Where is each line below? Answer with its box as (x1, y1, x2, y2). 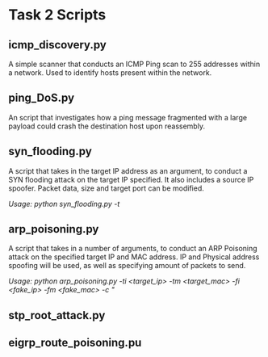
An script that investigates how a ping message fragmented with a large (8, 112, 248, 122)
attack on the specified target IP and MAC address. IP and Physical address (8, 252, 260, 262)
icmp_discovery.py (8, 38, 107, 52)
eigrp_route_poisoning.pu (8, 336, 142, 350)
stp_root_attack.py (8, 309, 106, 322)
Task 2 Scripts (8, 6, 107, 24)
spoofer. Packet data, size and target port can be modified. (8, 183, 204, 193)
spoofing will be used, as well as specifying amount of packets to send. (8, 261, 246, 271)
